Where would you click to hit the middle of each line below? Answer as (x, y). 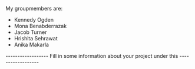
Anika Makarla (32, 44)
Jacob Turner (31, 32)
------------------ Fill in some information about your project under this (92, 56)
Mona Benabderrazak (40, 26)
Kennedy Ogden (34, 20)
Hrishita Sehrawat (36, 38)
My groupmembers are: (34, 8)
